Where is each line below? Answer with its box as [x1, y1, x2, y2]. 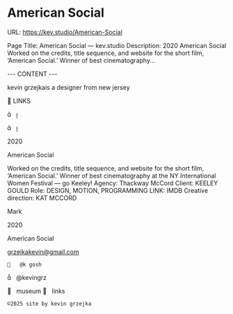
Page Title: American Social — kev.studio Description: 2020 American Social [7, 41, 227, 49]
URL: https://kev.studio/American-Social [7, 28, 123, 36]
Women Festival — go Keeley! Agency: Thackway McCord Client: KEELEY [7, 179, 218, 187]
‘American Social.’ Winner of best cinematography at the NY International [7, 171, 216, 180]
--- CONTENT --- [7, 70, 58, 78]
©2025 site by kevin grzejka [7, 300, 92, 307]
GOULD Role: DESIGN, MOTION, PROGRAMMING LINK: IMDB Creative [7, 186, 209, 194]
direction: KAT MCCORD [7, 194, 77, 202]
